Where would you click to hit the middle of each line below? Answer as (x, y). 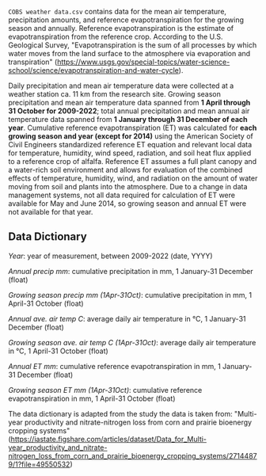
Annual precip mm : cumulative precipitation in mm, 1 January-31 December (131, 271)
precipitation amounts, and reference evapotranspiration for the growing (126, 20)
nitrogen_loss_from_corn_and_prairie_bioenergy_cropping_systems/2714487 (133, 455)
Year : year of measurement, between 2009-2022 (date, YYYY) (110, 256)
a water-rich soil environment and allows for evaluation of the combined (125, 170)
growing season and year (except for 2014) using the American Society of (131, 136)
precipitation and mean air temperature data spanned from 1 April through (129, 103)
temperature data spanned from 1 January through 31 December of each (128, 119)
